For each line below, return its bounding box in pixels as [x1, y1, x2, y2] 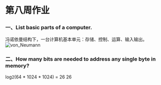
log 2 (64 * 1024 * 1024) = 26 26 [5, 74, 72, 80]
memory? [5, 62, 29, 69]
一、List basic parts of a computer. [5, 24, 92, 31]
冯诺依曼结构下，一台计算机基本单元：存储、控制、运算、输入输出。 [5, 36, 147, 42]
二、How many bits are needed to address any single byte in [5, 56, 156, 63]
